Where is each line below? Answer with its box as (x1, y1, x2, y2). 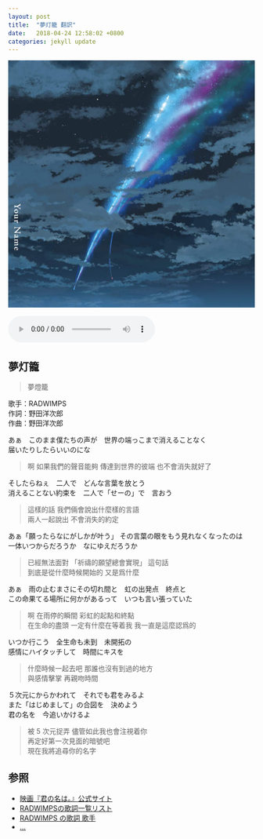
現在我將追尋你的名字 (27, 746, 96, 756)
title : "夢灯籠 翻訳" (8, 20, 77, 29)
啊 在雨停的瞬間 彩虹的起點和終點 (27, 611, 135, 620)
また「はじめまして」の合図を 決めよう (8, 700, 139, 710)
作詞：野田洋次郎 (8, 409, 63, 418)
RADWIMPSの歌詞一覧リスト (19, 803, 113, 812)
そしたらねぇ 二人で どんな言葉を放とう (8, 479, 146, 488)
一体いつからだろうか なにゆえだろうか (8, 542, 139, 551)
